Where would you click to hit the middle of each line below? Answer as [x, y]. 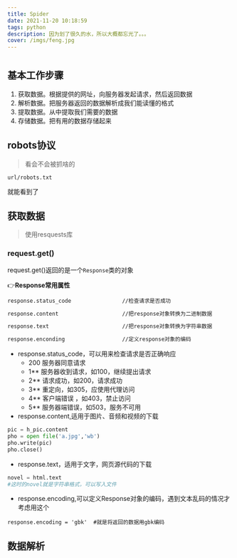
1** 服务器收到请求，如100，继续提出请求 [90, 372]
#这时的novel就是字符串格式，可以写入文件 [62, 484]
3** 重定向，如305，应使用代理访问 [81, 390]
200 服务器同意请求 [57, 363]
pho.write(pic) [30, 443]
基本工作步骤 [36, 76]
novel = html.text [35, 477]
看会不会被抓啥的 [50, 164]
